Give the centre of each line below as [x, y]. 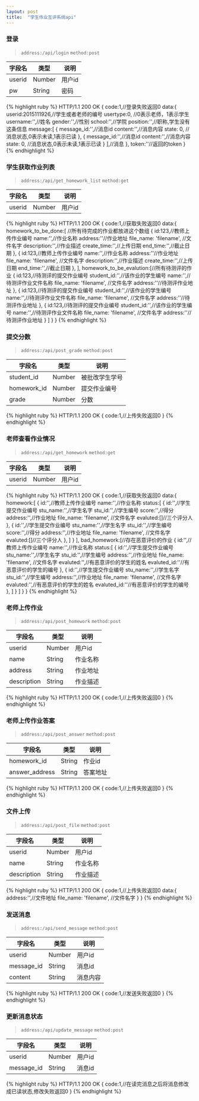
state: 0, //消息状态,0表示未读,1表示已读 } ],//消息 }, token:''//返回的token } [96, 144]
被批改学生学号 [102, 378]
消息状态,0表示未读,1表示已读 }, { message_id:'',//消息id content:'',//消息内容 [99, 136]
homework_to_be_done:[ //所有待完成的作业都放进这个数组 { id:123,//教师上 [98, 231]
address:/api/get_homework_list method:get [75, 181]
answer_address [32, 772]
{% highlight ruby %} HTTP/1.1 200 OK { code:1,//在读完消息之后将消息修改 [97, 1084]
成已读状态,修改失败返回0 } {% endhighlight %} [64, 1091]
